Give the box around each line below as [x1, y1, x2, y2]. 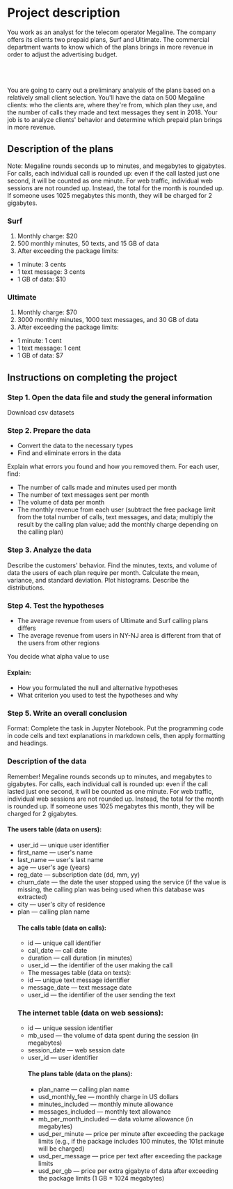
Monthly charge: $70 [17, 308, 78, 316]
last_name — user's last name [17, 855, 104, 864]
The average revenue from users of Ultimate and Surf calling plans [17, 616, 209, 624]
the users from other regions [17, 638, 99, 647]
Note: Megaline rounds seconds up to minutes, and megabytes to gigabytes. [7, 162, 227, 170]
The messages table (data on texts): [27, 969, 131, 977]
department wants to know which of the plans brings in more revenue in [7, 43, 214, 51]
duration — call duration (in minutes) [27, 953, 133, 962]
